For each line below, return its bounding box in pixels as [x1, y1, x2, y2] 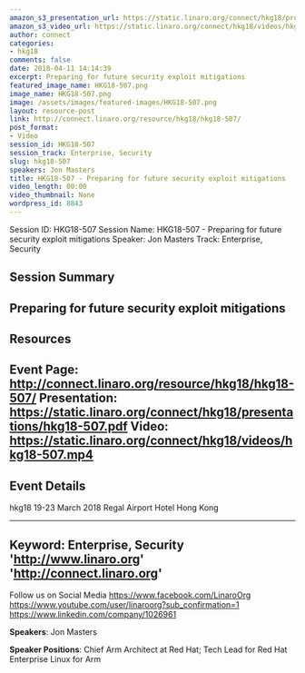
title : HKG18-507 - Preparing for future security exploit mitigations [9, 173, 286, 183]
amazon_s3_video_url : [9, 22, 92, 31]
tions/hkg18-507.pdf [9, 419, 129, 434]
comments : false [9, 55, 71, 64]
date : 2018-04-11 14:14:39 [9, 64, 112, 74]
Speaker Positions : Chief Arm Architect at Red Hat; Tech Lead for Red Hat [9, 644, 288, 655]
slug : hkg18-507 [9, 156, 71, 166]
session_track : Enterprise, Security [9, 148, 152, 157]
